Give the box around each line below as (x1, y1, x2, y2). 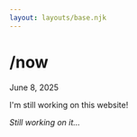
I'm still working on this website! (9, 99, 129, 110)
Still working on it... (9, 116, 81, 127)
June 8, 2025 (9, 82, 59, 93)
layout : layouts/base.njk (9, 13, 106, 23)
